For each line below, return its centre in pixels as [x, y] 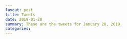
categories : [18, 29]
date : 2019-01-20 [24, 19]
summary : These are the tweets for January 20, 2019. [64, 24]
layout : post [19, 10]
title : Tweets [20, 15]
